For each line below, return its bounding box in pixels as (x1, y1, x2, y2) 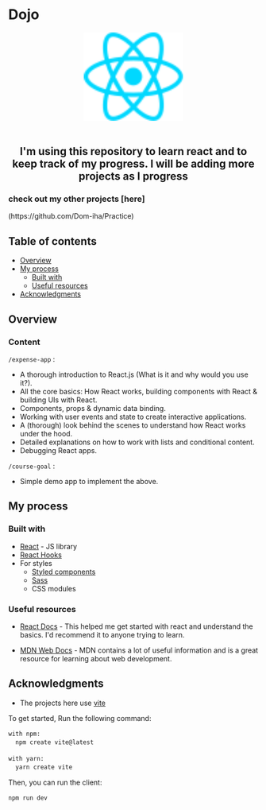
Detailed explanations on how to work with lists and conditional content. (19, 437, 256, 447)
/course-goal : (8, 461, 56, 471)
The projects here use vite (19, 698, 106, 707)
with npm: (8, 730, 41, 738)
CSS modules (31, 583, 77, 593)
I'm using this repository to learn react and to (19, 145, 248, 158)
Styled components (31, 567, 96, 576)
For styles (19, 558, 53, 568)
